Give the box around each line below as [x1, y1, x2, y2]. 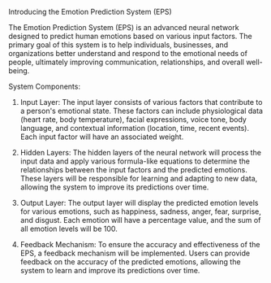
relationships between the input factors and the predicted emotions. [19, 165, 247, 174]
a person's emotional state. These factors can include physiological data [19, 106, 264, 115]
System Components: [8, 81, 81, 91]
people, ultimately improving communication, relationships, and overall [8, 57, 245, 67]
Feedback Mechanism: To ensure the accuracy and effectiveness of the [19, 240, 260, 249]
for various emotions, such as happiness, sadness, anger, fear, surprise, [19, 207, 262, 216]
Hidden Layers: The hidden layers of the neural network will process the [19, 148, 262, 157]
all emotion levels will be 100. [19, 224, 118, 233]
